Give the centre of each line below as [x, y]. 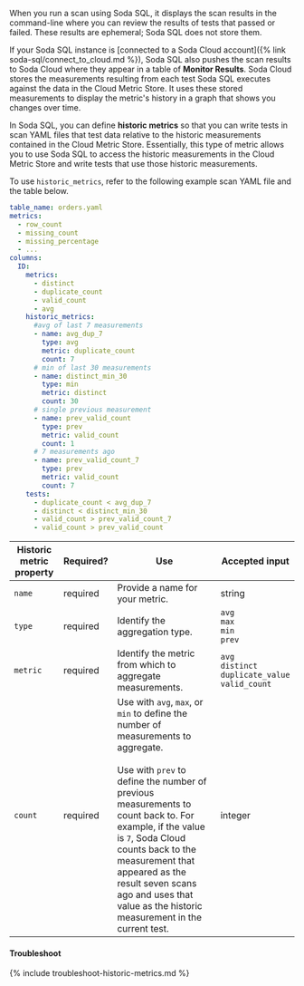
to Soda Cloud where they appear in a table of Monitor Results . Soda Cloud [151, 69]
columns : [26, 258]
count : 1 [58, 443]
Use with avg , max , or [160, 702]
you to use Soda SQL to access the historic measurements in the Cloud [142, 154]
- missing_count [48, 233]
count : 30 [60, 401]
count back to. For [156, 816]
